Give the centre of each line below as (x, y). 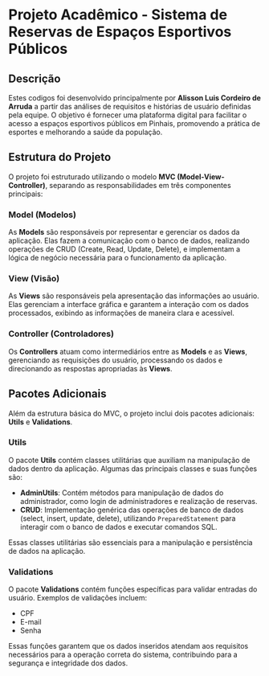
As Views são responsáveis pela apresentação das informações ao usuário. (134, 296)
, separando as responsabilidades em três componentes (138, 185)
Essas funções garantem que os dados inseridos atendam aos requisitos (128, 646)
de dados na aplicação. (47, 551)
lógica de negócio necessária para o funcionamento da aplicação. (118, 258)
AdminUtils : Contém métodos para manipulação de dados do (122, 493)
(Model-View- (200, 176)
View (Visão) (34, 279)
